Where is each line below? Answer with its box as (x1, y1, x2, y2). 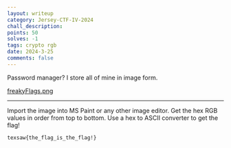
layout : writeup (7, 10, 54, 17)
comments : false (7, 55, 54, 62)
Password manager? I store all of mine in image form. (7, 73, 158, 82)
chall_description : (7, 23, 63, 29)
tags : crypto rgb (7, 42, 57, 49)
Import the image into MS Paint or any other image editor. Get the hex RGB (7, 106, 218, 114)
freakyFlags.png (7, 86, 54, 95)
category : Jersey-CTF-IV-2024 (7, 16, 94, 23)
